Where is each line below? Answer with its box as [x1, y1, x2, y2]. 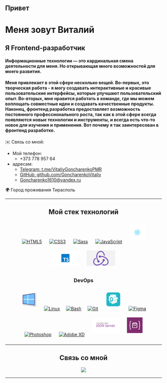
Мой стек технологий [48, 208, 119, 216]
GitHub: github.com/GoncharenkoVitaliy [19, 172, 101, 178]
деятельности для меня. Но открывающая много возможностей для [5, 63, 156, 69]
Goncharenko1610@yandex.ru [19, 177, 81, 183]
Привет [5, 4, 30, 12]
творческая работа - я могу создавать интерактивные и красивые [5, 85, 152, 91]
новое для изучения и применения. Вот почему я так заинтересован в [5, 122, 159, 128]
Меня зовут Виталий [5, 24, 94, 35]
